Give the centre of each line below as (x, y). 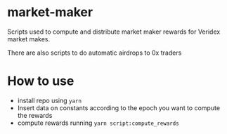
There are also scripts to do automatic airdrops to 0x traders (95, 53)
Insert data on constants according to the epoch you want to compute (118, 108)
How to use (41, 81)
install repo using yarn (50, 100)
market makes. (29, 39)
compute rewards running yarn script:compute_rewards (98, 123)
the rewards (35, 115)
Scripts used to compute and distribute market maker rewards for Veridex (114, 32)
